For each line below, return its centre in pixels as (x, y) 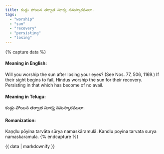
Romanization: (21, 120)
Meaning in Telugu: (26, 96)
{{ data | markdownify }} (30, 146)
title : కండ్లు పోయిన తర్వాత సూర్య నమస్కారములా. (50, 10)
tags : (11, 14)
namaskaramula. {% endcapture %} (42, 137)
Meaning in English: (26, 63)
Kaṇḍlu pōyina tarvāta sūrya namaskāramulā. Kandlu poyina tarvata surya (81, 131)
